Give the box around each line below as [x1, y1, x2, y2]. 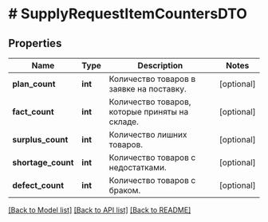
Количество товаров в [108, 73, 196, 84]
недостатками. [108, 162, 167, 173]
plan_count [12, 79, 56, 89]
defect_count [12, 180, 65, 191]
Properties [8, 37, 62, 50]
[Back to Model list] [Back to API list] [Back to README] [8, 205, 191, 215]
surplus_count [12, 134, 69, 145]
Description [137, 60, 183, 71]
